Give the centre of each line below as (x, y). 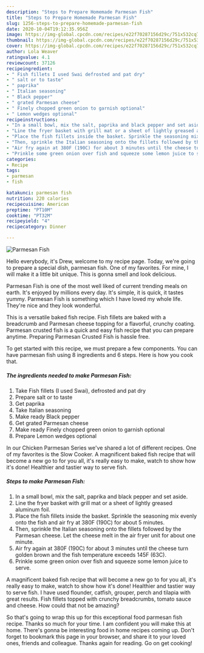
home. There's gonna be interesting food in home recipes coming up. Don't (100, 630)
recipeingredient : (29, 69)
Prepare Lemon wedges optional (56, 436)
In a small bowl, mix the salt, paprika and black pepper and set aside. (101, 496)
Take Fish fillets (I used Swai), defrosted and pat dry (80, 390)
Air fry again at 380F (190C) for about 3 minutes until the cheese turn (102, 548)
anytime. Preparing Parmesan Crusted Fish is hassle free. (78, 337)
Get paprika (30, 403)
